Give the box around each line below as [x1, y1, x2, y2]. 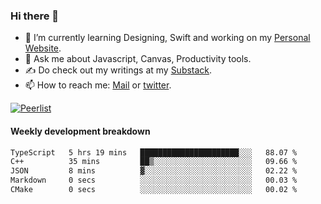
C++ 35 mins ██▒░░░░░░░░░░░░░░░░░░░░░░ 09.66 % [10, 157, 298, 167]
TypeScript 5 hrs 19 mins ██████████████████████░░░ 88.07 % [10, 147, 298, 158]
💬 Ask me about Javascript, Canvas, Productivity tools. [24, 53, 252, 65]
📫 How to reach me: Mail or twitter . [24, 79, 172, 91]
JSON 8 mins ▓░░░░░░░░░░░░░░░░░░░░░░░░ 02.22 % [10, 166, 298, 176]
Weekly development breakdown [10, 125, 151, 137]
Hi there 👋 [10, 9, 60, 23]
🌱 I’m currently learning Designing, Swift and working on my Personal [24, 32, 311, 44]
